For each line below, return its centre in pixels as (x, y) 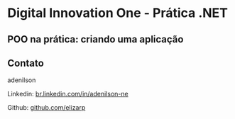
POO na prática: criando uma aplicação (95, 39)
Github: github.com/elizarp (47, 108)
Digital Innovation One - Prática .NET (118, 13)
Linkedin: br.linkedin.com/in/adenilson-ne (68, 94)
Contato (26, 63)
